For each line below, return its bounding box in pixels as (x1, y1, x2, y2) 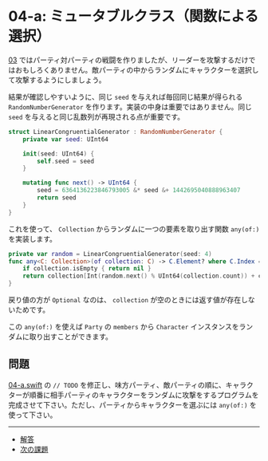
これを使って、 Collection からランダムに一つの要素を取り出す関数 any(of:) (8, 224, 260, 234)
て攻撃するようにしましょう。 (8, 75, 106, 85)
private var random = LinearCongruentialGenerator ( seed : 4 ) (8, 250, 213, 258)
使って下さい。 (8, 410, 57, 420)
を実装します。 (8, 234, 57, 243)
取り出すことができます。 (29, 332, 113, 341)
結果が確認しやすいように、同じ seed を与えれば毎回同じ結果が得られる (8, 92, 243, 101)
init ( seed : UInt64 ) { (22, 149, 94, 158)
